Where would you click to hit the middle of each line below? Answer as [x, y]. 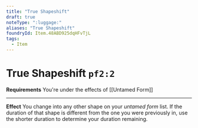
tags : [13, 39]
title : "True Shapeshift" [38, 11]
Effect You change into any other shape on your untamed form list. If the [94, 106]
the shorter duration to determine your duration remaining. [77, 119]
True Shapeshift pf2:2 [60, 73]
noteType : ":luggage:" [34, 22]
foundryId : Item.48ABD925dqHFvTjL [49, 33]
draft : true [21, 17]
